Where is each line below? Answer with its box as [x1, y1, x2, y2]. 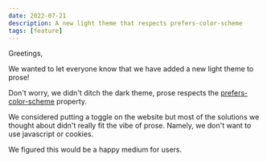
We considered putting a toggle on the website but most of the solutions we [8, 112, 260, 122]
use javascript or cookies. [8, 129, 94, 139]
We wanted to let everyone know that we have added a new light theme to [8, 64, 254, 74]
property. [55, 97, 87, 107]
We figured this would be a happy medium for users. [8, 145, 183, 155]
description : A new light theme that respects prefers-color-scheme [8, 19, 243, 27]
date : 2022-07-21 [8, 11, 67, 20]
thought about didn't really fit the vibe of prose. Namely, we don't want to [8, 121, 252, 131]
